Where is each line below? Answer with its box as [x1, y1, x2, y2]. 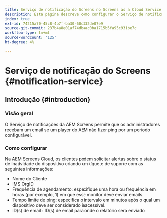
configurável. [5, 132, 32, 138]
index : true [5, 16, 30, 21]
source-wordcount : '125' [5, 35, 57, 40]
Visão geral [5, 110, 33, 117]
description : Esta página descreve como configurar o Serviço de [5, 12, 143, 17]
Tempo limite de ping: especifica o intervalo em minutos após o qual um [12, 197, 160, 203]
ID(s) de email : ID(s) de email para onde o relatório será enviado [12, 207, 145, 213]
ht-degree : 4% [5, 40, 35, 45]
